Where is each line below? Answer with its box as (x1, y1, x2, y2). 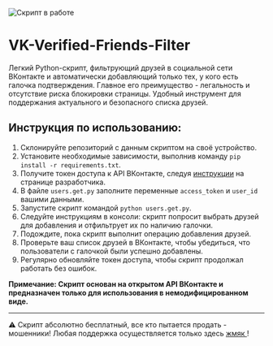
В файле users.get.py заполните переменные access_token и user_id (19, 185, 258, 195)
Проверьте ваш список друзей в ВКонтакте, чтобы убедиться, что (19, 237, 250, 247)
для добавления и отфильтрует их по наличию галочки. (19, 220, 214, 230)
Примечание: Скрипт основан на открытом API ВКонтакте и (8, 279, 223, 288)
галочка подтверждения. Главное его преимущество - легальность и (8, 80, 250, 89)
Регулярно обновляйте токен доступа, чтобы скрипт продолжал (19, 254, 244, 264)
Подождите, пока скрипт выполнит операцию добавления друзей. (19, 228, 252, 239)
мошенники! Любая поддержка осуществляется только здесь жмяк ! (8, 328, 249, 338)
